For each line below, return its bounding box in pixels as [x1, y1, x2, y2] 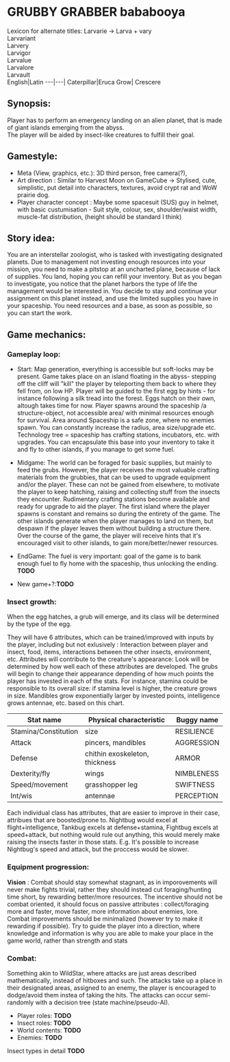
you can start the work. [7, 309, 73, 317]
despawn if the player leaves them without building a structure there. [16, 524, 212, 533]
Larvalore [7, 63, 34, 71]
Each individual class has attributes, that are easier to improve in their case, [7, 809, 220, 817]
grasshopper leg [84, 780, 138, 789]
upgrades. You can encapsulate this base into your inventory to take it [16, 438, 215, 446]
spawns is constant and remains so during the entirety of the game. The [16, 509, 221, 518]
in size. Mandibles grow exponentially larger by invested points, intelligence [7, 691, 220, 700]
